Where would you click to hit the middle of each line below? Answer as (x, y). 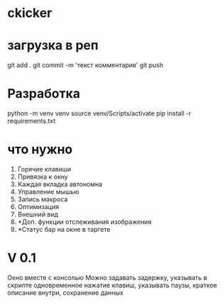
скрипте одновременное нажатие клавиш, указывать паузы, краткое (112, 285)
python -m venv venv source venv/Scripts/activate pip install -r (99, 113)
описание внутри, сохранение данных (66, 293)
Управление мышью (48, 192)
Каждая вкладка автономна (60, 184)
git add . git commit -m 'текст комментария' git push (85, 65)
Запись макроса (43, 199)
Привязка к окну (43, 176)
